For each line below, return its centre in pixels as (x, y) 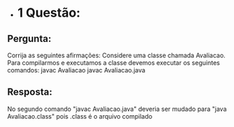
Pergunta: (29, 39)
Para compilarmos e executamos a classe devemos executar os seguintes (114, 63)
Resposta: (30, 92)
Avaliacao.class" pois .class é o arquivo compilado (80, 116)
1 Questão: (49, 13)
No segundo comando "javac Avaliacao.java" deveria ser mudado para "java (117, 109)
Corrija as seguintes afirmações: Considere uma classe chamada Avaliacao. (116, 55)
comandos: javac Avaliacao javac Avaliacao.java (76, 70)
